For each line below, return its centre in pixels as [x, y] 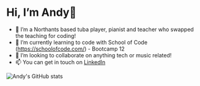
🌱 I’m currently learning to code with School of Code [81, 42]
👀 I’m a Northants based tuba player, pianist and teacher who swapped [104, 29]
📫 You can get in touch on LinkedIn [60, 62]
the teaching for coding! [46, 35]
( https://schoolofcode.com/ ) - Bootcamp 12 [70, 49]
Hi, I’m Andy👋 [42, 13]
